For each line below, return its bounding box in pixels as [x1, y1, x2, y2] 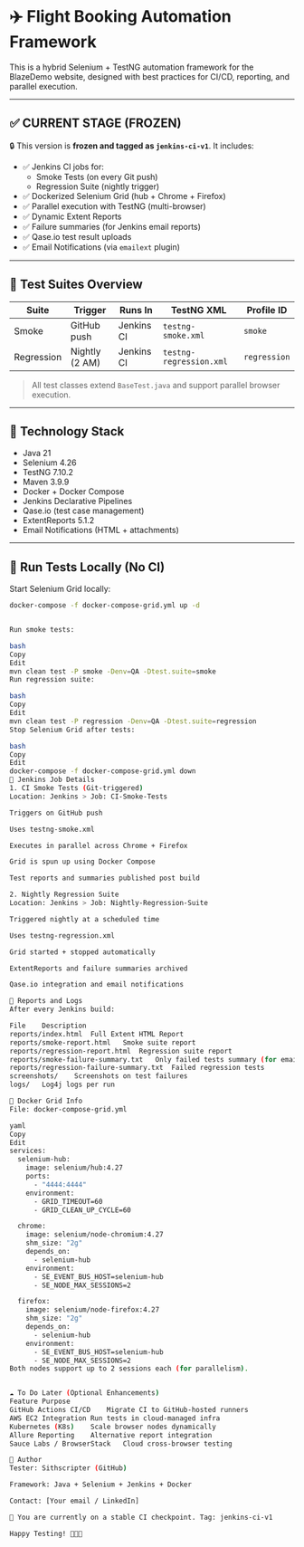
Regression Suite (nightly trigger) [35, 181, 160, 192]
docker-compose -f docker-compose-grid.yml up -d [9, 601, 201, 610]
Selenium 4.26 [22, 457, 77, 468]
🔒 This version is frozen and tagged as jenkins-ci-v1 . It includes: [9, 140, 255, 151]
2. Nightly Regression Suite [9, 890, 119, 900]
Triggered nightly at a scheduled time [9, 914, 160, 923]
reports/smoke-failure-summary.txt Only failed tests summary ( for [9, 1055, 278, 1064]
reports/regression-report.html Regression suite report [9, 1046, 233, 1055]
